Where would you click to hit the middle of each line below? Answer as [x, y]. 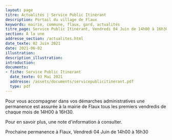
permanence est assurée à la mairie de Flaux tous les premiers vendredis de [86, 106]
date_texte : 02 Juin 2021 [33, 44]
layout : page [19, 10]
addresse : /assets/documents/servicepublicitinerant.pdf [72, 82]
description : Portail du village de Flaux [51, 19]
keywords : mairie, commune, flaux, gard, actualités [63, 24]
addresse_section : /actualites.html [44, 39]
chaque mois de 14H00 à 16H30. [40, 112]
